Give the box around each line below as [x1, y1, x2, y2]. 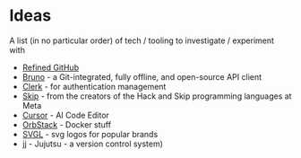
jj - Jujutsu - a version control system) [21, 138, 164, 149]
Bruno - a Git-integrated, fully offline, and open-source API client [21, 71, 262, 82]
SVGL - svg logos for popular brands [21, 128, 159, 139]
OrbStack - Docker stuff [21, 118, 112, 130]
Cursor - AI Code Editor [21, 110, 110, 120]
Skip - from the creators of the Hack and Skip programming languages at [21, 91, 292, 101]
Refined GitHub [21, 62, 79, 73]
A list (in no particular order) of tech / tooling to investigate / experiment [9, 35, 275, 46]
